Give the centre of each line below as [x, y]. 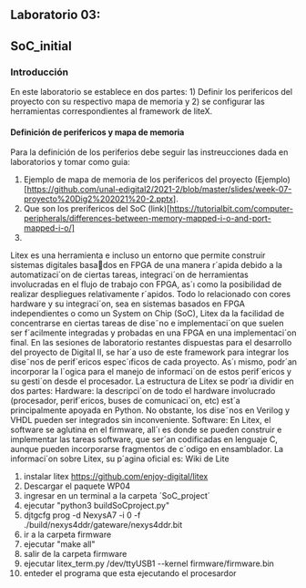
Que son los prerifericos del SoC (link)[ [97, 209]
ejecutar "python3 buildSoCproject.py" [97, 506]
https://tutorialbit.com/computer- [231, 209]
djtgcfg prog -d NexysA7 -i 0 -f [82, 515]
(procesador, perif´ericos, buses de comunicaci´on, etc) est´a [125, 401]
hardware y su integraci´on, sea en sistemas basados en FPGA [127, 304]
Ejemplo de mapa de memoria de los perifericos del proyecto [138, 180]
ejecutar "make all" [59, 544]
